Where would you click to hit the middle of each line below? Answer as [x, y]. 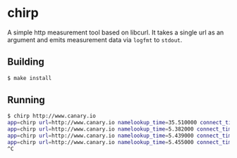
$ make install [30, 78]
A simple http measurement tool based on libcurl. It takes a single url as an [116, 32]
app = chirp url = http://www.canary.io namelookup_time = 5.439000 [101, 136]
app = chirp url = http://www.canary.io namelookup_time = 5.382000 [101, 129]
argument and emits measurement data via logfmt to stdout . [95, 39]
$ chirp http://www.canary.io [52, 116]
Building [26, 62]
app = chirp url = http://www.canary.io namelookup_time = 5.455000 [101, 142]
